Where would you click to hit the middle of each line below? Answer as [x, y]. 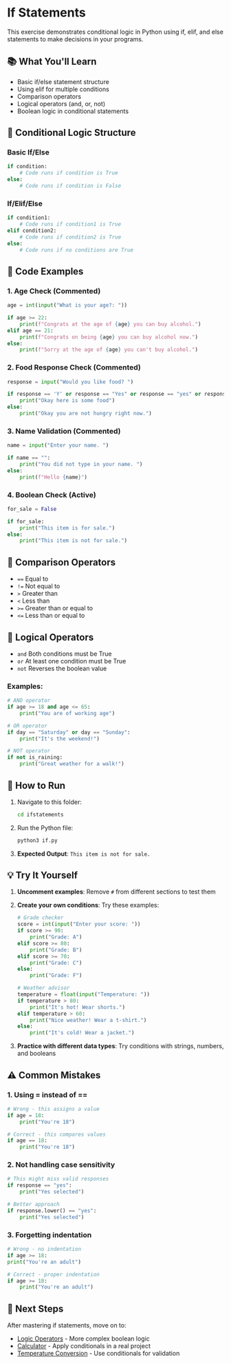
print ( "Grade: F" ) [56, 976]
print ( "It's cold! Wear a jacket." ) [82, 1033]
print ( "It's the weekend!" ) [59, 739]
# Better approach [33, 1205]
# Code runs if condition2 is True [70, 237]
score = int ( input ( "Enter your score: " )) [79, 924]
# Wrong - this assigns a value [53, 1109]
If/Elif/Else [25, 203]
